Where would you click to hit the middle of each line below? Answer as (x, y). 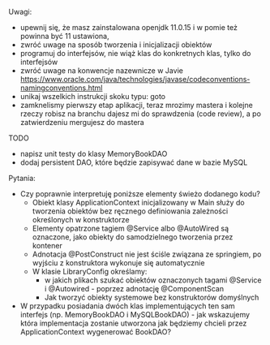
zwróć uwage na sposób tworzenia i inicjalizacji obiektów (116, 45)
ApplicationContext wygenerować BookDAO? (96, 332)
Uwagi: (20, 12)
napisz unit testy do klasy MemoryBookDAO (94, 154)
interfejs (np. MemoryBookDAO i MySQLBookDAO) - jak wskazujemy (135, 315)
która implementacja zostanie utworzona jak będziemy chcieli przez (133, 323)
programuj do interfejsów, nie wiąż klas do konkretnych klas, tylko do (135, 53)
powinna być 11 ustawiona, (64, 36)
